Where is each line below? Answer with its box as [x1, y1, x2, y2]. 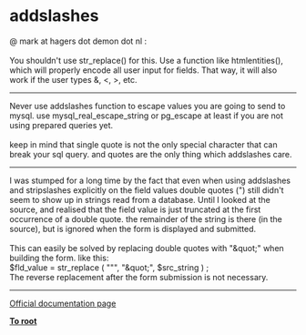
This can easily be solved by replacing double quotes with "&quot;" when [9, 242, 284, 253]
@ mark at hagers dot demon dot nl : [9, 36, 148, 46]
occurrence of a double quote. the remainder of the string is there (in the [9, 213, 282, 224]
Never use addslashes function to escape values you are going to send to [9, 100, 286, 111]
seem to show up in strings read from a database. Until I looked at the [9, 194, 270, 205]
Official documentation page [9, 298, 117, 309]
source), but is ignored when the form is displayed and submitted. [9, 223, 257, 234]
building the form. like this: [9, 252, 109, 263]
